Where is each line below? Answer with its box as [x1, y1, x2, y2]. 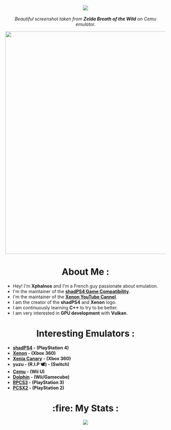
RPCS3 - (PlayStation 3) [12, 379, 65, 385]
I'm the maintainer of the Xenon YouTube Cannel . [12, 294, 118, 300]
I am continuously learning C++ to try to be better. [12, 304, 118, 310]
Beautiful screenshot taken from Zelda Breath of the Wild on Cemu [14, 16, 157, 22]
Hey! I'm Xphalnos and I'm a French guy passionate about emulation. [12, 283, 158, 289]
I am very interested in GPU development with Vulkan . [12, 310, 128, 316]
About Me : [62, 266, 109, 277]
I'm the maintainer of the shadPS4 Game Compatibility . [12, 288, 131, 294]
